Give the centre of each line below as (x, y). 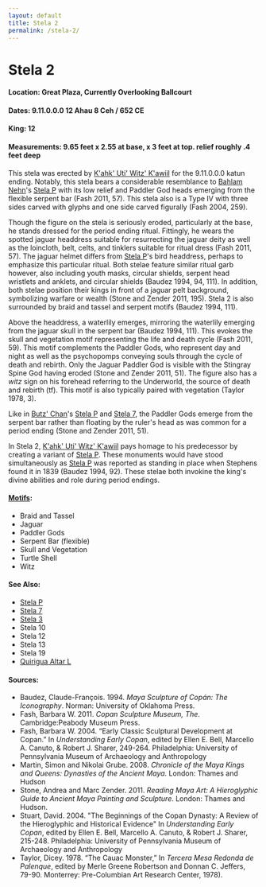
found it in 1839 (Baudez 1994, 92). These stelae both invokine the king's (127, 471)
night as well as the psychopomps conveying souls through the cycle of (125, 356)
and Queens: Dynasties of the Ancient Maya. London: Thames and (129, 773)
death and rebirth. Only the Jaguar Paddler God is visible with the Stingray (130, 364)
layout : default (35, 16)
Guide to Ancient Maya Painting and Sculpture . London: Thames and (132, 799)
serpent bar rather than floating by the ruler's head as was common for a (127, 422)
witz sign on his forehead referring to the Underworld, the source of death (129, 381)
